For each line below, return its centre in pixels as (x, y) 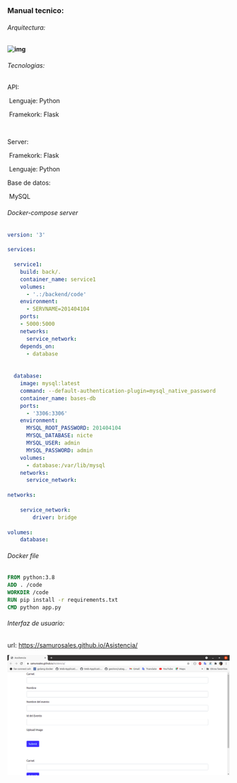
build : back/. (41, 272)
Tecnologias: (26, 65)
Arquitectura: (26, 28)
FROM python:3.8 (31, 578)
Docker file (23, 555)
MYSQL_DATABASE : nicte (59, 436)
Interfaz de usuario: (36, 624)
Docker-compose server (43, 212)
